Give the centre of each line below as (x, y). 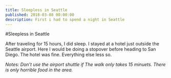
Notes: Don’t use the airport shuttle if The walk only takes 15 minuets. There (85, 65)
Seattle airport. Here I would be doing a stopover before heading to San (81, 49)
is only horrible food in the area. (39, 70)
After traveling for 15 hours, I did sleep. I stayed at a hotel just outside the (82, 44)
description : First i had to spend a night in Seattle (65, 19)
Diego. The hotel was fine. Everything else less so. (59, 55)
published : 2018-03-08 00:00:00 (40, 15)
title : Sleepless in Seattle (36, 10)
